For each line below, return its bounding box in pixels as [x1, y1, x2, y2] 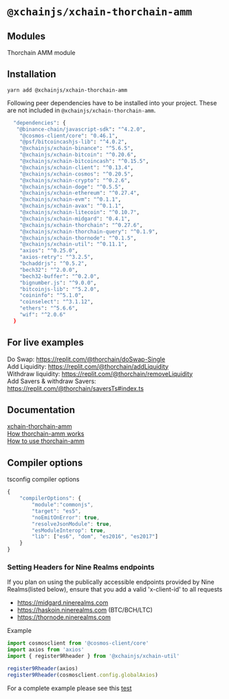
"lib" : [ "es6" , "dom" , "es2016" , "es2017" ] [32, 533, 158, 540]
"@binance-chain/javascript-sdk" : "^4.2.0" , [16, 126, 146, 133]
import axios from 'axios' [7, 646, 85, 654]
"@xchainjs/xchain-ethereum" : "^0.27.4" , [19, 190, 140, 197]
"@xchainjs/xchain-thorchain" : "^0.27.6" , [19, 222, 143, 228]
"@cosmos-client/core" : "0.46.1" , [19, 132, 118, 139]
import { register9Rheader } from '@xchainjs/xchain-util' [7, 653, 180, 660]
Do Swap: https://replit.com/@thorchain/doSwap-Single [7, 355, 166, 363]
